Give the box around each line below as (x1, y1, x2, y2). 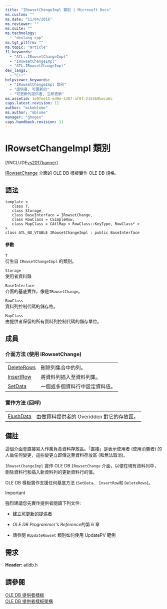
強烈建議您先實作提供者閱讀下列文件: (5, 500, 81, 506)
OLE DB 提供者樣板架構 (5, 598, 53, 604)
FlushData (7, 413, 31, 420)
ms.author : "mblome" (5, 110, 48, 115)
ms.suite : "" (5, 26, 32, 31)
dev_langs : (5, 68, 28, 73)
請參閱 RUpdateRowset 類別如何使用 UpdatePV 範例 (12, 532, 116, 538)
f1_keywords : (5, 49, 32, 54)
